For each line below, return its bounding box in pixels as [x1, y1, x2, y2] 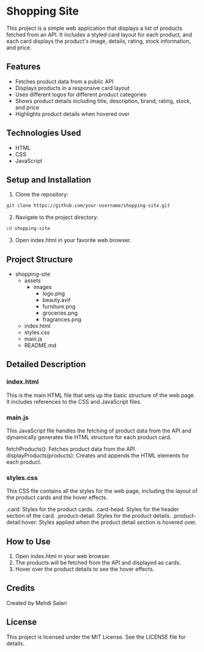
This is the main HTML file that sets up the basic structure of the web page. [6, 392, 196, 399]
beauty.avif [42, 296, 71, 303]
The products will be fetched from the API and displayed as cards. [15, 559, 181, 567]
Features [6, 62, 41, 72]
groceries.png [42, 309, 78, 317]
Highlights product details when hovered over [15, 110, 130, 117]
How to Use [6, 536, 51, 546]
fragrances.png [42, 315, 82, 323]
